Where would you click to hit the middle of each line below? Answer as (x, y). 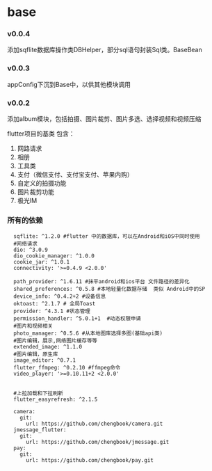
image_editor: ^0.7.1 (45, 360)
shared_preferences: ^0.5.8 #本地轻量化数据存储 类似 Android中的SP (109, 289)
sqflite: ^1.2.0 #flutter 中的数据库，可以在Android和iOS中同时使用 (107, 237)
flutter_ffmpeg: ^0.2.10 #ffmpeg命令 (67, 368)
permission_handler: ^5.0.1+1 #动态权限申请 (77, 319)
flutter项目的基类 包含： (41, 134)
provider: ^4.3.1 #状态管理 (52, 311)
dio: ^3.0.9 (31, 250)
